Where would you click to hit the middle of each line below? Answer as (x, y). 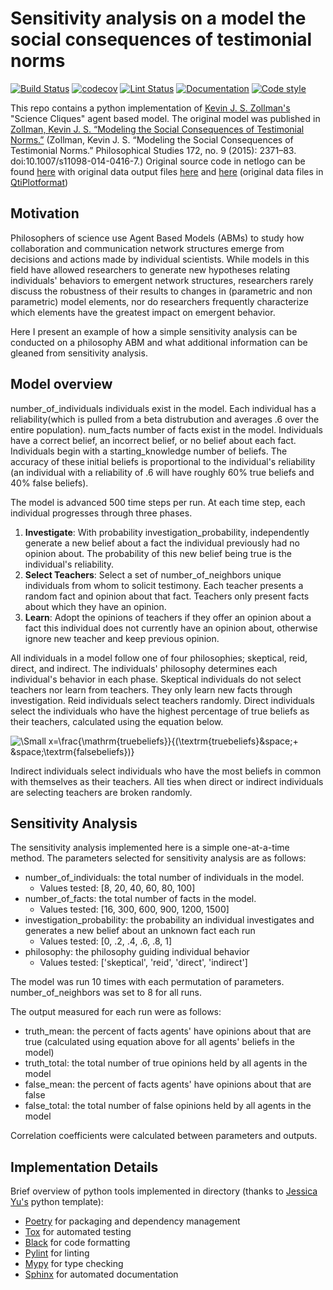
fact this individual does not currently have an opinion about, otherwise (171, 628)
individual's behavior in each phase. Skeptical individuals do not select (156, 679)
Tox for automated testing (78, 1232)
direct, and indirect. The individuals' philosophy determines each (144, 668)
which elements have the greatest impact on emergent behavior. (143, 312)
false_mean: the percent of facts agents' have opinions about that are (168, 1084)
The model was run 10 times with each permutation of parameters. (147, 982)
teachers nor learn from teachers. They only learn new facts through (151, 689)
